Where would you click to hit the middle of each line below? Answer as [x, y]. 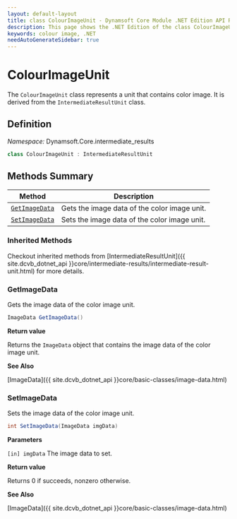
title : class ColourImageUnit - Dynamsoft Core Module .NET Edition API [116, 20]
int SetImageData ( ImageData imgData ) [63, 426]
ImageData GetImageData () [45, 318]
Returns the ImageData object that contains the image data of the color [109, 345]
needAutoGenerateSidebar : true [53, 40]
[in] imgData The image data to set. [60, 453]
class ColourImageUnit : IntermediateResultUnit [80, 154]
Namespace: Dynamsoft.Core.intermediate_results [81, 141]
